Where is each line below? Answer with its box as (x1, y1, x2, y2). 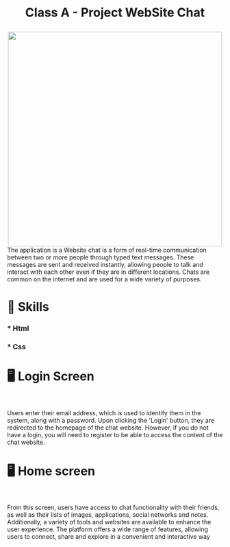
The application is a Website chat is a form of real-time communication (7, 246, 207, 255)
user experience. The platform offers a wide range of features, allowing (7, 525, 209, 533)
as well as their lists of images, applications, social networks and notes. (7, 510, 209, 519)
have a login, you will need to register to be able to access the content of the (7, 430, 223, 439)
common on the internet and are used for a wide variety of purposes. (7, 275, 202, 283)
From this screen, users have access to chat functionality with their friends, (7, 503, 220, 511)
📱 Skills (7, 299, 50, 315)
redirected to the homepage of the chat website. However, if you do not (7, 423, 209, 432)
